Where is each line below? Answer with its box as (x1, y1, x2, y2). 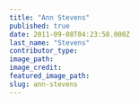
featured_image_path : (9, 72, 91, 81)
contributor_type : (9, 47, 78, 56)
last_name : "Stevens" (9, 38, 91, 47)
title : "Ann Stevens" (9, 13, 91, 22)
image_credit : (9, 64, 63, 73)
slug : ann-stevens (9, 80, 78, 89)
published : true (9, 21, 70, 30)
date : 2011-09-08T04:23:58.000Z (9, 30, 130, 39)
